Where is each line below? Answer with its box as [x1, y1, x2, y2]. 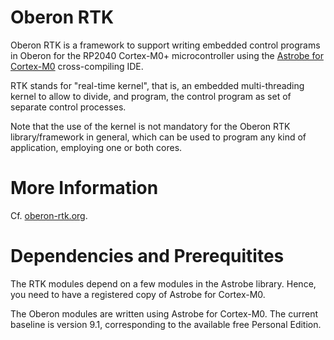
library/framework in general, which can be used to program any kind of [10, 131, 307, 143]
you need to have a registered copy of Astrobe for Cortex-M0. [10, 288, 266, 300]
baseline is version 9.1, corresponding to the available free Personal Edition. [10, 318, 322, 330]
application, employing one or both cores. [10, 141, 183, 153]
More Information [10, 177, 159, 200]
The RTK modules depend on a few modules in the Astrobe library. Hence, [10, 277, 317, 290]
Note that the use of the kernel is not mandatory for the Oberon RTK [10, 120, 291, 132]
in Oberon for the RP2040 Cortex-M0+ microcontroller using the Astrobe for [10, 49, 324, 61]
